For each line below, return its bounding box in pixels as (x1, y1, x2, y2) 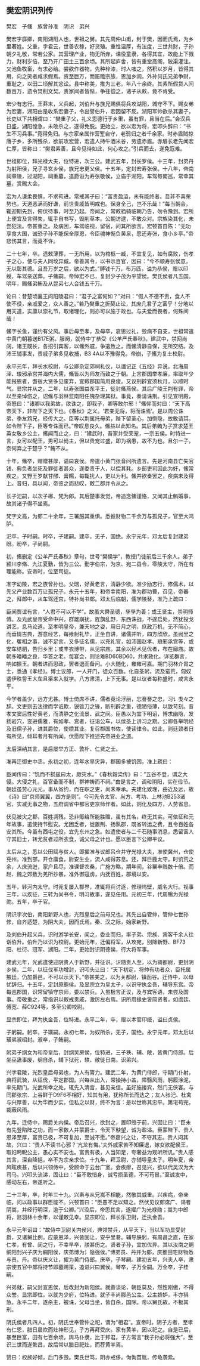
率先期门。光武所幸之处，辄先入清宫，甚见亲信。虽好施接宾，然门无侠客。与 (6, 1083, 194, 1090)
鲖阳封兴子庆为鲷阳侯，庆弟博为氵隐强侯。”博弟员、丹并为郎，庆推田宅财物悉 (6, 1248, 194, 1256)
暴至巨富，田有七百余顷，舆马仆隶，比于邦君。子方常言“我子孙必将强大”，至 (6, 1333, 193, 1340)
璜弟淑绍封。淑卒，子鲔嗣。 (6, 1036, 74, 1043)
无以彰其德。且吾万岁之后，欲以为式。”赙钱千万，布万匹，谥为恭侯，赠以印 (6, 265, 189, 272)
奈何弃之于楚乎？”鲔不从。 (6, 444, 71, 452)
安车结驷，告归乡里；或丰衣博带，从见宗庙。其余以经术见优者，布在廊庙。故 (6, 645, 194, 652)
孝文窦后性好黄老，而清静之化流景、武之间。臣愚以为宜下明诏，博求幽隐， (6, 710, 189, 717)
